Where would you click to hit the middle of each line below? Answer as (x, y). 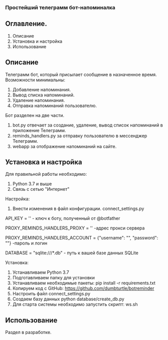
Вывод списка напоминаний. (43, 95)
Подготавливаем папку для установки (54, 278)
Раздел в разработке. (28, 332)
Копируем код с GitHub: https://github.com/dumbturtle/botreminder (83, 288)
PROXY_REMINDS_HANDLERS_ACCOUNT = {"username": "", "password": (82, 238)
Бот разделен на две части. (35, 115)
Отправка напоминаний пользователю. (54, 105)
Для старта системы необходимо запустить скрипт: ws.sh (75, 304)
